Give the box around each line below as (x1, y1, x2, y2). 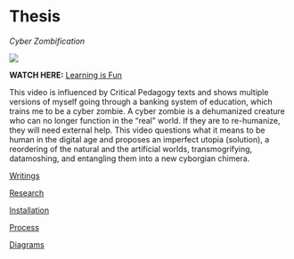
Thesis (9, 6, 61, 27)
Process (9, 222, 40, 232)
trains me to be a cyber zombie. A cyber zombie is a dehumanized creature (9, 105, 285, 117)
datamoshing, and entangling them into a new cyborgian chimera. (9, 153, 250, 164)
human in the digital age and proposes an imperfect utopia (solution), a (9, 134, 270, 144)
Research (9, 187, 45, 198)
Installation (9, 205, 50, 215)
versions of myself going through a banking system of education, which (9, 96, 274, 107)
